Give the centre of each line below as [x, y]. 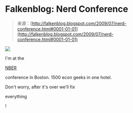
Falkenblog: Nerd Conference [67, 9]
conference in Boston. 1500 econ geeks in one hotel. [59, 77]
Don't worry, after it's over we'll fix [40, 87]
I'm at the [15, 58]
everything [16, 96]
